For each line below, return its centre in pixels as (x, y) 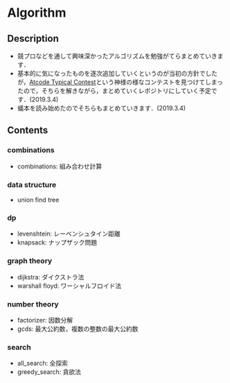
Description (33, 39)
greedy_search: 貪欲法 (49, 372)
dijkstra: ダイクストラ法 (51, 277)
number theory (33, 304)
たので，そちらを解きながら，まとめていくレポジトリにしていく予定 (114, 91)
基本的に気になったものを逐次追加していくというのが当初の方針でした (117, 73)
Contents (28, 130)
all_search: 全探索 (42, 364)
